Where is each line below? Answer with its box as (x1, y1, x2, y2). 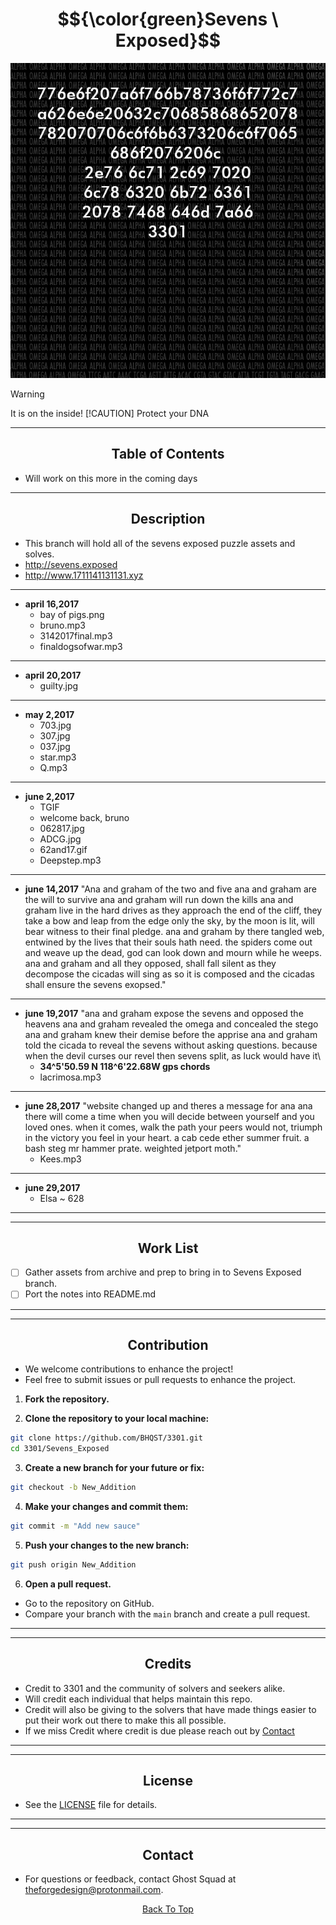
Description (130, 511, 206, 528)
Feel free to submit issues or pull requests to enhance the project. (24, 1374, 297, 1386)
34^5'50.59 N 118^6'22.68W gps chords (39, 1060, 211, 1072)
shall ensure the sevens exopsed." (24, 978, 167, 990)
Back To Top (142, 1903, 194, 1915)
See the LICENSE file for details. (24, 1799, 158, 1811)
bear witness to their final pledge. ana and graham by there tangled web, (24, 925, 325, 937)
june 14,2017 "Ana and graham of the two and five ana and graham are (24, 883, 318, 895)
